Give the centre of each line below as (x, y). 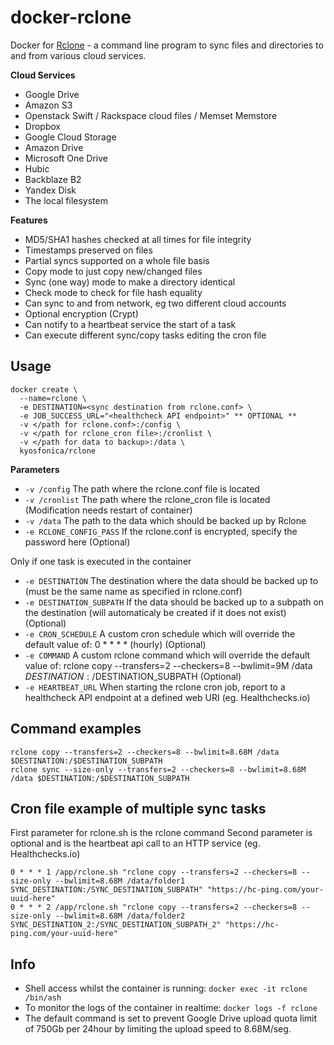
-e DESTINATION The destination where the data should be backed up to (171, 580)
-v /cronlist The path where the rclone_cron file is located (147, 499)
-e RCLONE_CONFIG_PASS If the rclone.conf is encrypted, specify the (161, 531)
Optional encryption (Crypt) (81, 313)
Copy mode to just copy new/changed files (113, 271)
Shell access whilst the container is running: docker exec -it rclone (166, 988)
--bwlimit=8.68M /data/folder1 (120, 881)
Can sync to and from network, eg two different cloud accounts (155, 303)
